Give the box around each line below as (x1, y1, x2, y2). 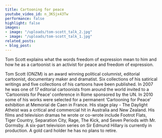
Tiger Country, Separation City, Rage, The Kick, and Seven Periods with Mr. (5, 117, 156, 123)
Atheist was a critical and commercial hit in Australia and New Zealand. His (5, 107, 155, 113)
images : (5, 25, 21, 30)
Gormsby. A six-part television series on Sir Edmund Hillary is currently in (5, 122, 152, 128)
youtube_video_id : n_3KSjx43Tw (5, 12, 69, 16)
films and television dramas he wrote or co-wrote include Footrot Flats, (5, 112, 147, 118)
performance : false (5, 16, 45, 21)
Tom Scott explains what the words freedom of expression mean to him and (5, 56, 157, 62)
